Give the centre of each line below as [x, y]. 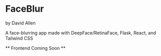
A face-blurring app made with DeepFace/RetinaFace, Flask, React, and [81, 33]
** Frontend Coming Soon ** [35, 48]
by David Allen [20, 23]
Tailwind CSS [19, 38]
